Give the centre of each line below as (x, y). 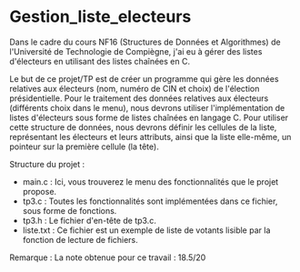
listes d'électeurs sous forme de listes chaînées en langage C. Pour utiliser (149, 117)
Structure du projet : (47, 164)
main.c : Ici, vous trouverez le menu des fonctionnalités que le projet (150, 181)
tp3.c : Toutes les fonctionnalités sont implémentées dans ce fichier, (150, 201)
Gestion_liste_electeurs (100, 17)
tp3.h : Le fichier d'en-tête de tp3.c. (89, 220)
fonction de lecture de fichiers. (80, 239)
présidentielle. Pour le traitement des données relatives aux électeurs (139, 98)
